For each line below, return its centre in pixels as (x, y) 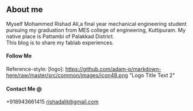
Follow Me (19, 56)
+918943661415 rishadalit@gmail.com (53, 102)
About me (24, 10)
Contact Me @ (24, 89)
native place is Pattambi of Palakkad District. (60, 36)
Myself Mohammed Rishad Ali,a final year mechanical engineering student (97, 23)
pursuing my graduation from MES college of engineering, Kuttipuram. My (96, 30)
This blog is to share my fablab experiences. (60, 42)
